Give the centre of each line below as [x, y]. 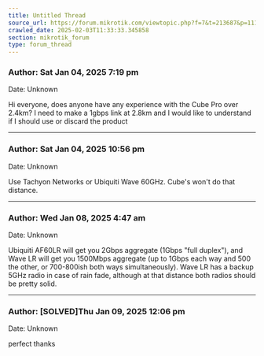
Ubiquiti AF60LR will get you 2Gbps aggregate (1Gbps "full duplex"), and [126, 250]
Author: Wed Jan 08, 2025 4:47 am [77, 217]
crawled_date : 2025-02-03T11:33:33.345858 [79, 30]
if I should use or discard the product [68, 121]
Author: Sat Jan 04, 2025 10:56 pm [77, 149]
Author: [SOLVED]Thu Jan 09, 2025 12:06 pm [97, 311]
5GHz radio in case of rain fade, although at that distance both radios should [132, 276]
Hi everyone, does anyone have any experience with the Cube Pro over [123, 105]
